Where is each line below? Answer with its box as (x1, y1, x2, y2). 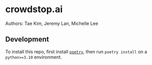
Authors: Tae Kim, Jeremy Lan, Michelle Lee (5, 20, 98, 26)
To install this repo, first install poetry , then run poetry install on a (5, 48, 147, 54)
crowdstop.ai (5, 4, 63, 15)
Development (5, 35, 50, 44)
